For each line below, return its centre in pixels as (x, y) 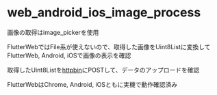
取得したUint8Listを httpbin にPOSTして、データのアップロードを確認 (103, 70)
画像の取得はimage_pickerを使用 (53, 32)
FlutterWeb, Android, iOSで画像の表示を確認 (69, 55)
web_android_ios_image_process (104, 13)
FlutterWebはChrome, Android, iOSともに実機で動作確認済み (92, 84)
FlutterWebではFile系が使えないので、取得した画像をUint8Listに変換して (109, 46)
